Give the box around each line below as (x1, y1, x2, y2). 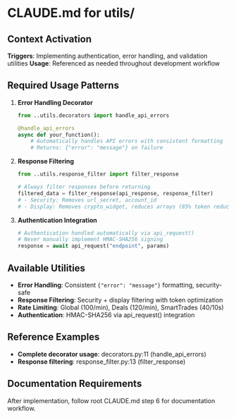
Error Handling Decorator (17, 98, 93, 106)
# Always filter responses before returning (17, 183, 151, 191)
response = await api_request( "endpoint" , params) (17, 242, 170, 250)
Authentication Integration (17, 216, 97, 224)
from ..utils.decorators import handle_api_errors (17, 111, 170, 119)
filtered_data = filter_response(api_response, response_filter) (17, 190, 213, 197)
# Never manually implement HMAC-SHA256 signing (17, 236, 163, 243)
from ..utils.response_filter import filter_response (17, 171, 179, 178)
